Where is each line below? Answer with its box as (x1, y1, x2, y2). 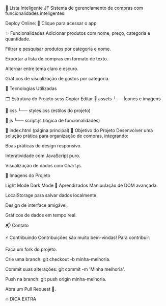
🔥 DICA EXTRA (5, 296, 37, 302)
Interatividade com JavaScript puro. (5, 152, 80, 159)
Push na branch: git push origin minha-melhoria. (5, 276, 107, 282)
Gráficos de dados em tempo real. (5, 212, 77, 218)
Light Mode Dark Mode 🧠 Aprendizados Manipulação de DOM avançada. (5, 182, 158, 188)
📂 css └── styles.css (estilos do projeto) (5, 107, 91, 114)
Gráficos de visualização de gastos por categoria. (5, 76, 110, 81)
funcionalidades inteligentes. (5, 10, 66, 16)
